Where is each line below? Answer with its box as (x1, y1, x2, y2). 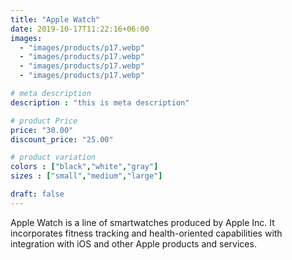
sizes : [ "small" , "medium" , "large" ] (10, 171, 163, 181)
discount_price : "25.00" (10, 134, 114, 145)
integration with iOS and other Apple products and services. (10, 237, 257, 250)
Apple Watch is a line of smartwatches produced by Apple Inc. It (10, 216, 275, 228)
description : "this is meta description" (10, 97, 190, 108)
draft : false (10, 189, 65, 199)
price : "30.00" (10, 125, 74, 135)
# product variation (10, 152, 97, 163)
